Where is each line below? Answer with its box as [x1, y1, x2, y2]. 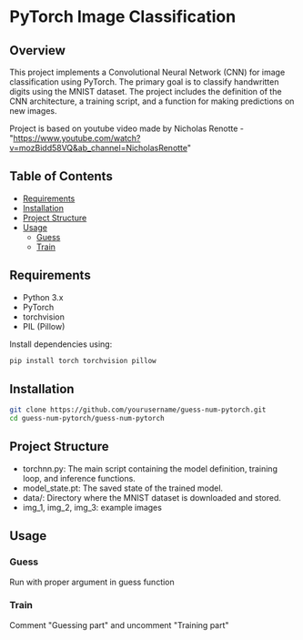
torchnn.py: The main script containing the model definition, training [22, 462, 278, 474]
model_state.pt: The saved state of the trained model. [22, 483, 224, 493]
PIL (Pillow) [22, 320, 66, 331]
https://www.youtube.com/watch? [13, 133, 141, 143]
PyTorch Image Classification [9, 6, 237, 27]
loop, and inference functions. [22, 472, 136, 483]
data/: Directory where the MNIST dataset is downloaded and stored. [22, 492, 282, 503]
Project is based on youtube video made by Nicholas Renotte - [9, 123, 244, 134]
